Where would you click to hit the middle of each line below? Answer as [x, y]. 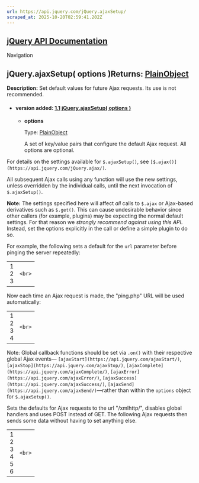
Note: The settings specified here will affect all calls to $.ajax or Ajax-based [100, 203]
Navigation [20, 55]
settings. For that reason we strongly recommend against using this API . [95, 222]
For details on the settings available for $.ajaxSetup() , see [78, 162]
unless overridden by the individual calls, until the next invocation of [90, 186]
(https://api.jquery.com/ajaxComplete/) [57, 372]
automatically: [24, 302]
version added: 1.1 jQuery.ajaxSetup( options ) [73, 108]
